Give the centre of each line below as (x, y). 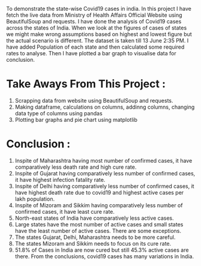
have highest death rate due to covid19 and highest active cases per (99, 192)
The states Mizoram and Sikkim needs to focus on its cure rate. (93, 243)
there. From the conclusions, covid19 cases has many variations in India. (104, 256)
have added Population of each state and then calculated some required (95, 47)
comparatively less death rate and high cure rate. (76, 167)
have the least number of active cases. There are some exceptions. (98, 231)
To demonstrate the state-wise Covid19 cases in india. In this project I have (99, 9)
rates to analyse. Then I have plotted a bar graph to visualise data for (91, 53)
